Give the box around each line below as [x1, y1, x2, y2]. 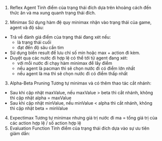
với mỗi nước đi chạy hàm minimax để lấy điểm [17, 60, 112, 66]
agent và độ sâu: [9, 25, 44, 30]
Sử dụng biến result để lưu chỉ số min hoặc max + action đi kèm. [9, 50, 140, 56]
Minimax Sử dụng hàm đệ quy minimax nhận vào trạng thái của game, [9, 20, 152, 25]
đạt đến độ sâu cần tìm [17, 45, 64, 50]
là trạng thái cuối [17, 39, 52, 45]
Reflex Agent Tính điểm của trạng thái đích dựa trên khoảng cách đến [9, 5, 152, 10]
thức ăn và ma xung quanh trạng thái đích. [9, 10, 96, 16]
